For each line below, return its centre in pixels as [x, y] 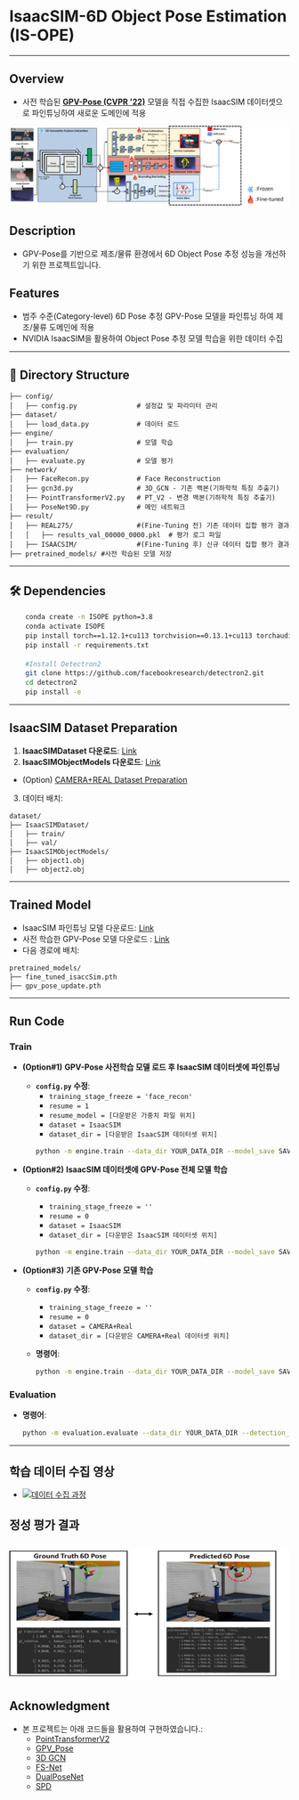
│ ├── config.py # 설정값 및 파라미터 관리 [113, 406]
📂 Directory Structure [70, 375]
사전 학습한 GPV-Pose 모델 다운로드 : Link [96, 939]
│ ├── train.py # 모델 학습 [91, 443]
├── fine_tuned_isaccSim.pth [63, 977]
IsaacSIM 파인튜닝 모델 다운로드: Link [88, 927]
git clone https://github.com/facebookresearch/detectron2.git [145, 673]
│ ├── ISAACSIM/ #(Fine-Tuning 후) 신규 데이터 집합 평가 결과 [149, 545]
